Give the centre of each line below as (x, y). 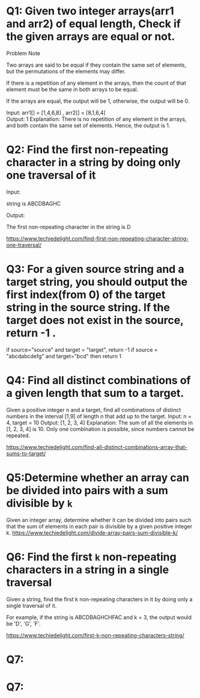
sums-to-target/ (26, 453)
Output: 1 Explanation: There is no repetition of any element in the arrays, (96, 119)
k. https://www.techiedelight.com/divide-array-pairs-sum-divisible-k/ (92, 533)
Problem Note (23, 53)
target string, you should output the (97, 282)
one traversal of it (51, 175)
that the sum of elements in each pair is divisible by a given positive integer (99, 526)
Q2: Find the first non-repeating (87, 150)
